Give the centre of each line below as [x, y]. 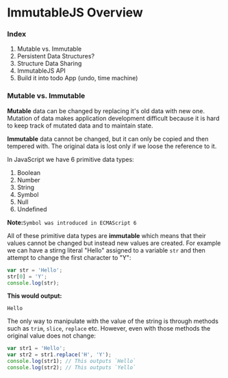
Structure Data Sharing [49, 64]
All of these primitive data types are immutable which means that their [107, 235]
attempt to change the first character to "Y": [69, 257]
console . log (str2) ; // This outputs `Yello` [72, 368]
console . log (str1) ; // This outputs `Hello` [72, 362]
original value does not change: [51, 336]
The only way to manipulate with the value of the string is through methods [113, 321]
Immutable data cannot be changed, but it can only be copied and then [108, 139]
